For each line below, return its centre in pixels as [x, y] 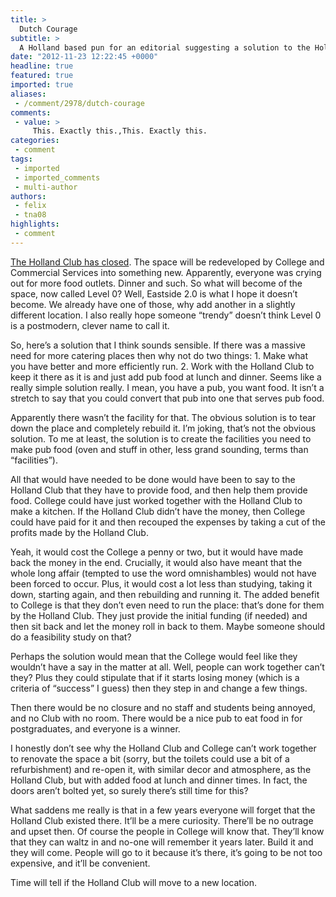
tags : [21, 159]
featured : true [42, 76]
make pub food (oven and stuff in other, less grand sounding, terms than [159, 449]
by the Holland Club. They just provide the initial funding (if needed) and [159, 615]
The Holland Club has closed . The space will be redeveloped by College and [167, 262]
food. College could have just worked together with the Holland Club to [156, 500]
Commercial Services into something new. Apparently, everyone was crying [166, 272]
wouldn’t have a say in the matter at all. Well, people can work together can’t [167, 667]
